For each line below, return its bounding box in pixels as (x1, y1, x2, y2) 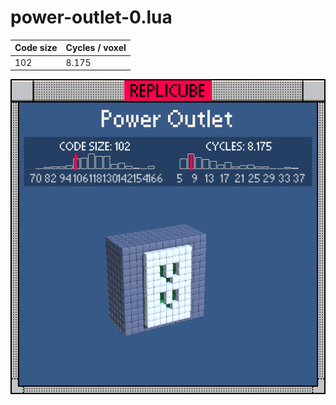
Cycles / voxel (65, 42, 127, 54)
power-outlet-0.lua (10, 6, 173, 29)
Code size (14, 42, 58, 54)
